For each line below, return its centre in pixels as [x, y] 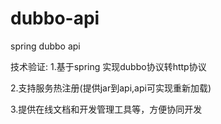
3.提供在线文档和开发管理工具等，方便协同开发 [106, 109]
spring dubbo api [45, 46]
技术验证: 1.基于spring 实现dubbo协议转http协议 [108, 66]
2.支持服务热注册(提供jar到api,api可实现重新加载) [111, 88]
